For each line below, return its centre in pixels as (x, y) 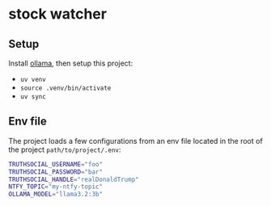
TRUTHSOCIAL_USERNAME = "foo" (56, 164)
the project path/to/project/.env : (65, 149)
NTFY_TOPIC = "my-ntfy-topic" (56, 187)
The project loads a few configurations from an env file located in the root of (135, 141)
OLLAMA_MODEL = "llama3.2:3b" (56, 195)
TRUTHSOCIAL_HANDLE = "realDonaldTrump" (74, 179)
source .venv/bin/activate (66, 88)
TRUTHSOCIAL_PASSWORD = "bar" (56, 172)
